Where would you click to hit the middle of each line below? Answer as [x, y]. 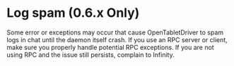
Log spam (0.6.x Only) [73, 13]
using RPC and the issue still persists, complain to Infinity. [90, 55]
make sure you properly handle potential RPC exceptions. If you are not [110, 47]
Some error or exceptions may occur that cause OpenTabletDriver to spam [115, 32]
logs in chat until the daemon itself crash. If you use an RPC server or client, [117, 39]
